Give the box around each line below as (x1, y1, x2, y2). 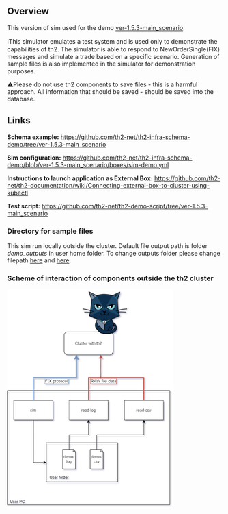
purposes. (7, 66, 36, 75)
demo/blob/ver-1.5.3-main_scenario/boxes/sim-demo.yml (7, 160, 169, 169)
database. (7, 95, 35, 103)
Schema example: (7, 133, 59, 141)
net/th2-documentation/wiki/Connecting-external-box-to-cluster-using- (7, 181, 210, 189)
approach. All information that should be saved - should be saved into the (7, 87, 214, 95)
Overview (7, 5, 50, 17)
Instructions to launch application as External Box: (7, 174, 154, 182)
